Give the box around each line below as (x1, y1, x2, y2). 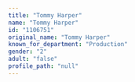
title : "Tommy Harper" (8, 11, 82, 20)
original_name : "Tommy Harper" (8, 33, 111, 41)
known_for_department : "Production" (8, 41, 128, 48)
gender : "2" (8, 48, 47, 55)
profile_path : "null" (8, 62, 79, 70)
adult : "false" (8, 55, 58, 63)
